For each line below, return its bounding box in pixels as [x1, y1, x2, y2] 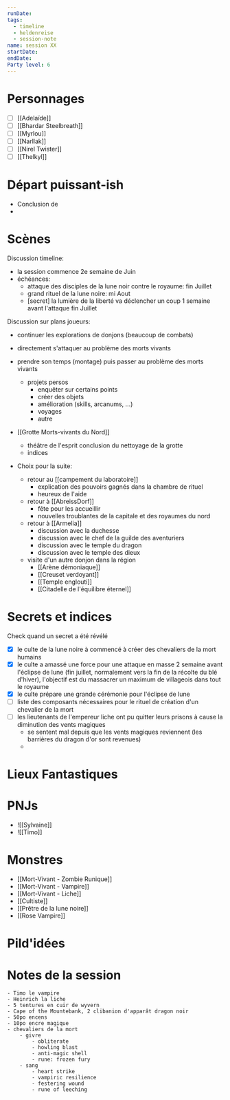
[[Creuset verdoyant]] [37, 570, 100, 578]
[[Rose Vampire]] [16, 911, 65, 920]
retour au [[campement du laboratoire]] [27, 475, 139, 483]
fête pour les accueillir [37, 504, 101, 513]
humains [16, 653, 42, 661]
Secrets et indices [7, 609, 112, 624]
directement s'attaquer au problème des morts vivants [16, 343, 172, 352]
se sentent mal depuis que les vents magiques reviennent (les [27, 728, 203, 737]
